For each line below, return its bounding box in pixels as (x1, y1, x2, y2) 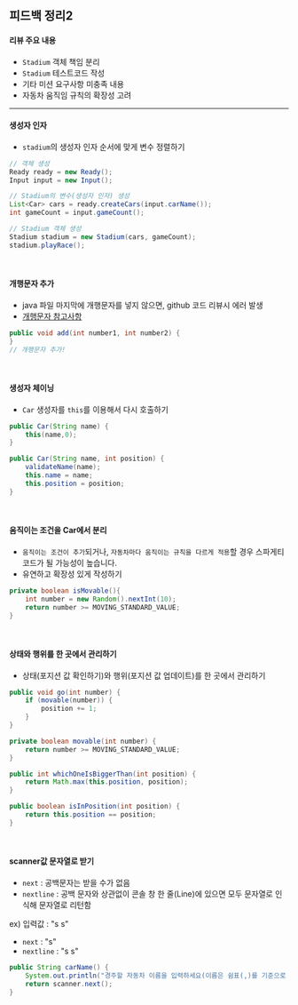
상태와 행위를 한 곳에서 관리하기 (9, 649, 117, 659)
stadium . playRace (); (9, 241, 86, 250)
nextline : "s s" (21, 945, 79, 957)
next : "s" (21, 937, 57, 947)
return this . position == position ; (25, 810, 157, 819)
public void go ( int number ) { (9, 688, 122, 697)
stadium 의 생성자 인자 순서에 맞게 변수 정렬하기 (21, 141, 185, 152)
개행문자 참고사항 (21, 310, 82, 322)
